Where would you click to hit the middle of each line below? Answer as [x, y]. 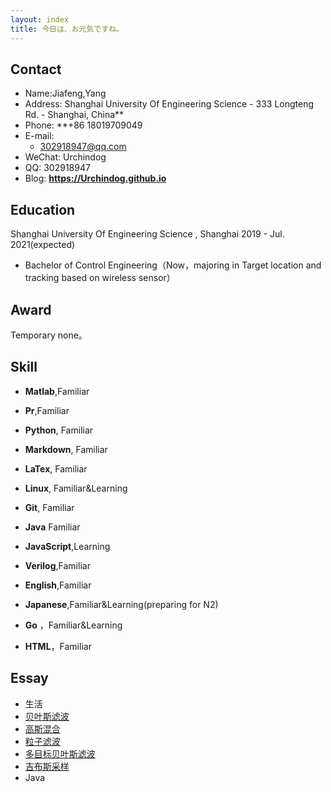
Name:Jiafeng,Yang [65, 93]
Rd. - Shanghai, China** [74, 115]
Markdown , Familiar [66, 449]
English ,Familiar [58, 585]
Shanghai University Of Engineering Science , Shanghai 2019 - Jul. [147, 234]
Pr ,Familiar [47, 410]
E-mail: [39, 136]
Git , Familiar [49, 507]
